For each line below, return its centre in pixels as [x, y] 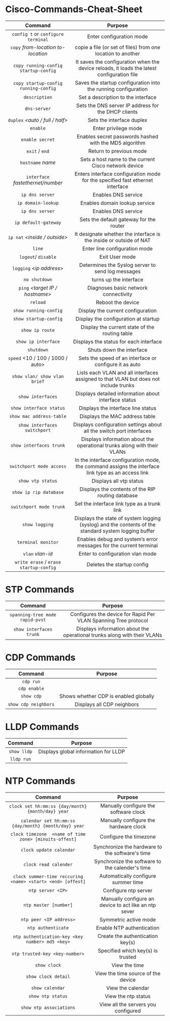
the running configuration [118, 89]
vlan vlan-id [38, 554]
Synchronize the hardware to [128, 847]
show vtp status [38, 481]
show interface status [38, 408]
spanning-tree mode [33, 615]
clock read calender [48, 864]
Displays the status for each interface [118, 341]
